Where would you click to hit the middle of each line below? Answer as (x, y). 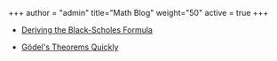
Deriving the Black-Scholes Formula (87, 30)
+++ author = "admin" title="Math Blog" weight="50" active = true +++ (138, 13)
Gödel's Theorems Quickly (70, 47)
